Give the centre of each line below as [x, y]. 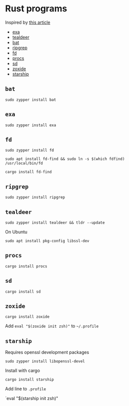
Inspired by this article [28, 22]
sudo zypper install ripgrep [35, 198]
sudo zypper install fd [30, 151]
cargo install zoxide [27, 317]
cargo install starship [30, 380]
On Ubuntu [16, 232]
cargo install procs [26, 266]
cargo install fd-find [28, 172]
